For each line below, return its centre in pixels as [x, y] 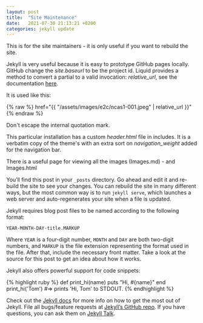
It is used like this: [29, 95]
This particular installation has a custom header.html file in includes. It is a [98, 137]
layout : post [23, 12]
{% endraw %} [25, 113]
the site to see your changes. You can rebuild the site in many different [108, 186]
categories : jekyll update [40, 29]
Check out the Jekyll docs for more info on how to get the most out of [93, 301]
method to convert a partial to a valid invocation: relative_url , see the [92, 77]
